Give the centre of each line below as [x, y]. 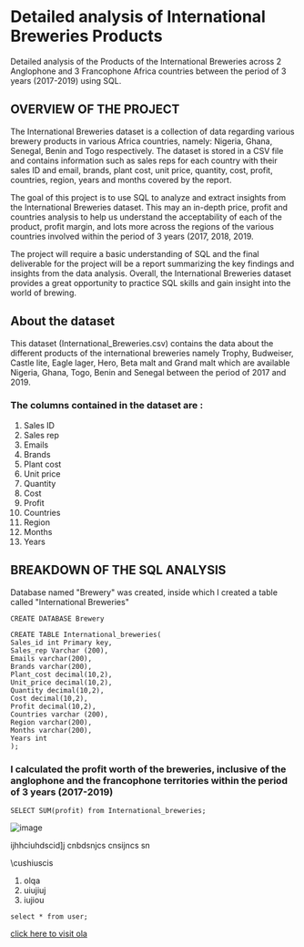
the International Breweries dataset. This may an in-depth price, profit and [149, 207]
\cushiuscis [32, 862]
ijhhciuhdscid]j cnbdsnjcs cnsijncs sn [81, 845]
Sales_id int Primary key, [61, 643]
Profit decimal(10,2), [53, 706]
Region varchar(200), [51, 722]
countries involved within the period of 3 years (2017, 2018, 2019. [132, 236]
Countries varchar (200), [59, 714]
